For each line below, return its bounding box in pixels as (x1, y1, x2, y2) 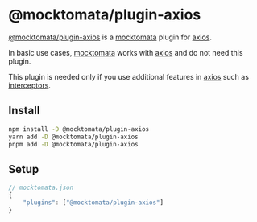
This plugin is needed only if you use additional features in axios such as (8, 72, 250, 81)
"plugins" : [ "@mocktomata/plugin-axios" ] (23, 199, 164, 207)
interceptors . (8, 80, 51, 90)
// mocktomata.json (8, 183, 74, 192)
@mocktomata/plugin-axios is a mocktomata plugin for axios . (8, 32, 212, 42)
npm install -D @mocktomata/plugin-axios (8, 125, 150, 134)
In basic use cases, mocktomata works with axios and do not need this (8, 47, 243, 57)
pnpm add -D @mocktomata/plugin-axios (8, 140, 139, 148)
